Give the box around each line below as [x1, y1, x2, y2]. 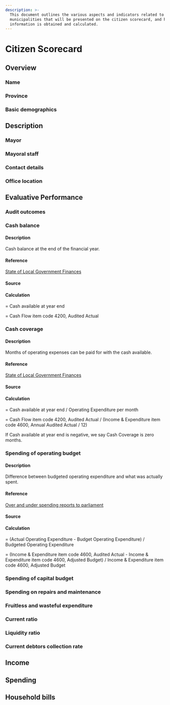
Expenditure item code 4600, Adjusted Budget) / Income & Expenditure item [5, 557, 164, 563]
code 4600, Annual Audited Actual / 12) [5, 422, 88, 428]
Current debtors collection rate [5, 643, 83, 650]
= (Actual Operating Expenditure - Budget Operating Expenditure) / [5, 536, 145, 542]
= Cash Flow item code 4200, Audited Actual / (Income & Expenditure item [5, 417, 161, 423]
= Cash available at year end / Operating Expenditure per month [5, 406, 139, 413]
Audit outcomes [5, 208, 46, 215]
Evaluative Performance [5, 193, 83, 202]
